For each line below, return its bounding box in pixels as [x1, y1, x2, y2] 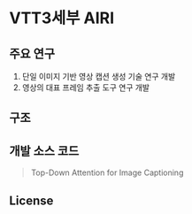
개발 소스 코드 [9, 143, 80, 158]
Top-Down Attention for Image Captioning [30, 167, 184, 178]
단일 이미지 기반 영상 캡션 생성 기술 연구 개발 [21, 72, 176, 81]
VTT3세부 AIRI [9, 8, 115, 28]
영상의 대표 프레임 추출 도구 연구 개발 [21, 82, 150, 93]
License [9, 193, 54, 208]
